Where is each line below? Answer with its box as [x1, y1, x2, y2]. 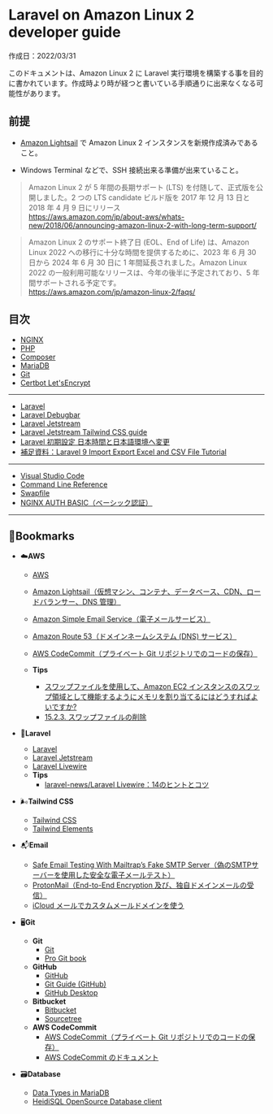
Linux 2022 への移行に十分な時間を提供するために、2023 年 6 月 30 [28, 247, 257, 257]
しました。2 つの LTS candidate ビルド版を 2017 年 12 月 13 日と [35, 193, 250, 202]
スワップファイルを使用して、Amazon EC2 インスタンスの [44, 682, 239, 691]
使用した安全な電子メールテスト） [60, 870, 175, 880]
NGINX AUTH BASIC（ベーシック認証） [19, 497, 153, 507]
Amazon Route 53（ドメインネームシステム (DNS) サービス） [32, 631, 237, 641]
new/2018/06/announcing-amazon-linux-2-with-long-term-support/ [28, 220, 258, 230]
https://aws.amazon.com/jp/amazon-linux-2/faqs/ [28, 287, 196, 297]
